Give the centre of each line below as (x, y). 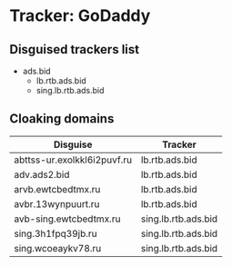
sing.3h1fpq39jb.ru (55, 233)
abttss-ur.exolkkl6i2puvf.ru (73, 160)
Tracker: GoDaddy (80, 16)
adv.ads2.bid (42, 174)
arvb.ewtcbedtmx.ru (57, 189)
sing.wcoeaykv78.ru (58, 248)
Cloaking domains (62, 119)
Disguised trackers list (74, 49)
